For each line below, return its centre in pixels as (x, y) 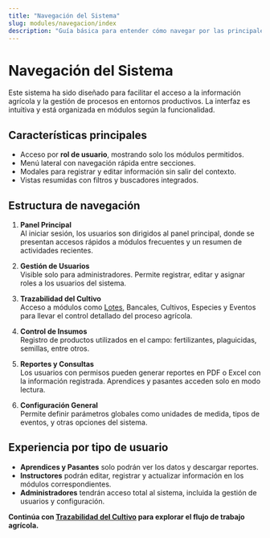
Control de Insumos (53, 331)
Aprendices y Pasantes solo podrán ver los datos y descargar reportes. (139, 466)
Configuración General (59, 405)
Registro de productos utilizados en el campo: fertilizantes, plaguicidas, (138, 339)
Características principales (78, 135)
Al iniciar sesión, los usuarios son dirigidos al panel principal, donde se (137, 233)
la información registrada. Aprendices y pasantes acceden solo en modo (140, 381)
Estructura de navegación (74, 205)
